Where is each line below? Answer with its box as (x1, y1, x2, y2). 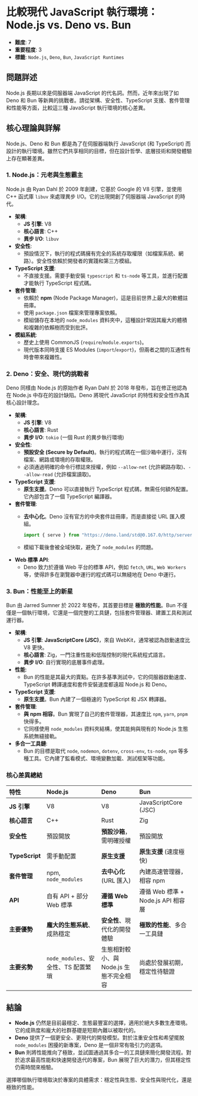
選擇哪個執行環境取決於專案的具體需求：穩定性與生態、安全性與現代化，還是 (6, 1076, 192, 1084)
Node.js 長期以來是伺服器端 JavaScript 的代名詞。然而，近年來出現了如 (6, 89, 179, 96)
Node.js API (139, 896, 172, 904)
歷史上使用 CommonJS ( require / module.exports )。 (23, 339, 147, 346)
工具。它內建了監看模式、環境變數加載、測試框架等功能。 (28, 755, 169, 762)
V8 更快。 (23, 644, 48, 651)
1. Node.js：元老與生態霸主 (6, 171, 84, 179)
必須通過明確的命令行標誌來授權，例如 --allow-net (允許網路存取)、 (23, 463, 189, 470)
